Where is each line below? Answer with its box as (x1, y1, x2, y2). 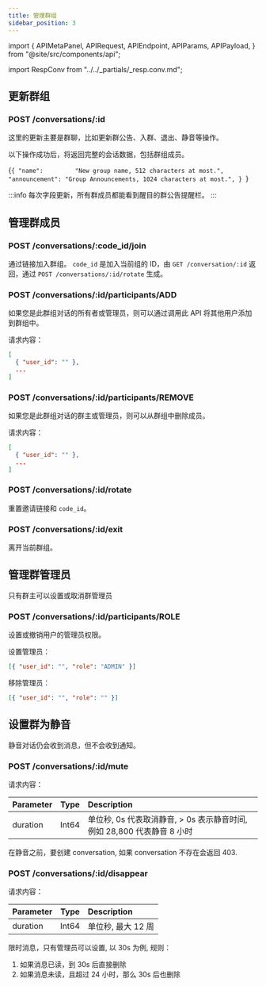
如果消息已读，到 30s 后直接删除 (19, 960, 127, 969)
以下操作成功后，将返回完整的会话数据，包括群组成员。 (8, 150, 188, 159)
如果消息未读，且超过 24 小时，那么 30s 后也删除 (19, 969, 180, 980)
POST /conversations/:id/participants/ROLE (8, 611, 180, 622)
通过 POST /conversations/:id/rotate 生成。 (21, 269, 168, 278)
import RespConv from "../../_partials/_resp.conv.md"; (8, 64, 183, 74)
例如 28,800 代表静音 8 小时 (87, 826, 193, 837)
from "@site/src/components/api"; (8, 49, 121, 59)
